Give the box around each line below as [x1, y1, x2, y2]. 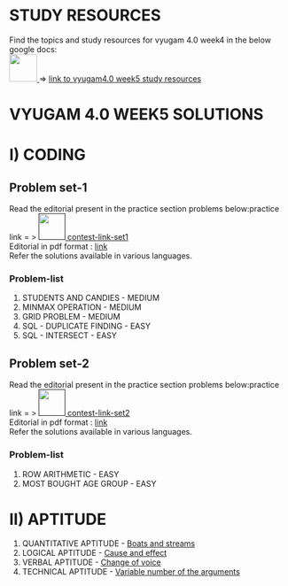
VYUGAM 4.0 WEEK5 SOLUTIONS [9, 104, 264, 125]
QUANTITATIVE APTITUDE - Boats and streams [21, 538, 196, 549]
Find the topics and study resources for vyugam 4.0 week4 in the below [9, 35, 272, 45]
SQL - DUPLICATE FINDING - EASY [21, 320, 151, 332]
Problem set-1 [9, 180, 88, 195]
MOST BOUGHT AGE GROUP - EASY [21, 478, 157, 489]
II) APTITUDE [9, 509, 106, 529]
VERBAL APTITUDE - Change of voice [21, 557, 161, 567]
